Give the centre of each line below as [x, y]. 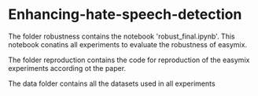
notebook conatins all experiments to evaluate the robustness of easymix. [128, 44]
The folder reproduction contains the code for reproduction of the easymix [129, 60]
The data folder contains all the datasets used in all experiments [112, 83]
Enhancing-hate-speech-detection [125, 15]
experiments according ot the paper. [67, 68]
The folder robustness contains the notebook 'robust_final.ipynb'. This [122, 36]
